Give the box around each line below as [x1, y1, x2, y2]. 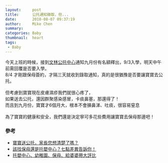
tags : [5, 40, 17, 45]
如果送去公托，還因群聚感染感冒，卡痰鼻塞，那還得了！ [5, 96, 119, 102]
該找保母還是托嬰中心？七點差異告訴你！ [12, 146, 96, 152]
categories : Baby [5, 31, 42, 36]
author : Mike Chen [5, 21, 53, 27]
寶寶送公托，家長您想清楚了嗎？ [12, 139, 79, 145]
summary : [5, 26, 24, 31]
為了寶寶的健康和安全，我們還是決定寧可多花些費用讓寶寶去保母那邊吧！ [5, 113, 154, 119]
